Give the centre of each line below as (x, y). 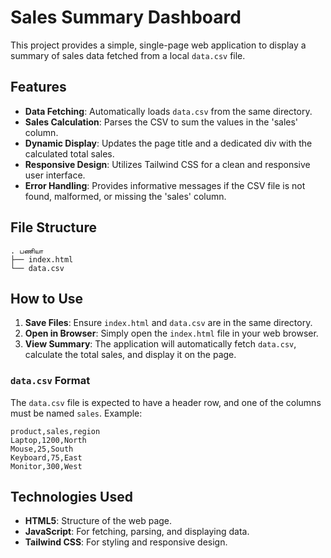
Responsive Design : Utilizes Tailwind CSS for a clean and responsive (167, 164)
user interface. (55, 175)
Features (38, 87)
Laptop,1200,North (48, 440)
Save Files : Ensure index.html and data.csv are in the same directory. (168, 323)
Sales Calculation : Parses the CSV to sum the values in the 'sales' (161, 122)
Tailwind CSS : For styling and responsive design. (126, 542)
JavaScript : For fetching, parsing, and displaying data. (137, 532)
